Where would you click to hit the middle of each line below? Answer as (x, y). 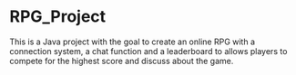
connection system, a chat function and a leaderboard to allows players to (148, 51)
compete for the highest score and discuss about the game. (122, 61)
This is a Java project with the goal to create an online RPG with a (133, 42)
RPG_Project (58, 17)
